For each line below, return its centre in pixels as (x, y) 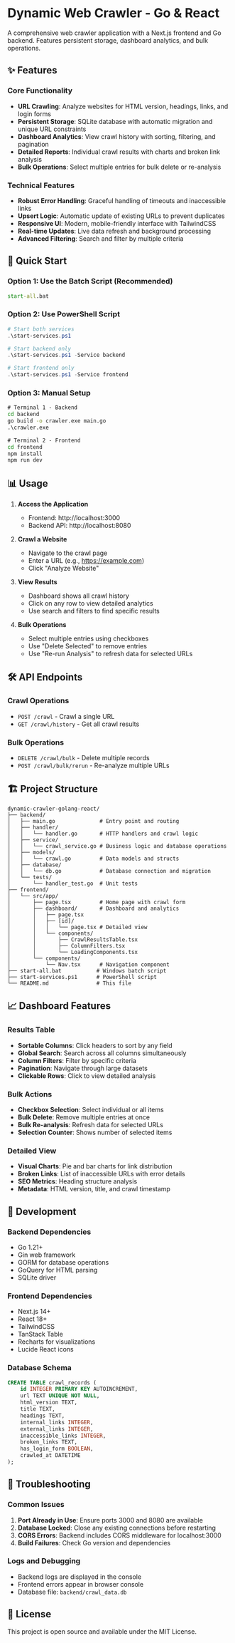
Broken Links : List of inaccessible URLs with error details (102, 1174)
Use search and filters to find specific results (94, 611)
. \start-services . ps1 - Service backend (66, 355)
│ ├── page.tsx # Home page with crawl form (97, 902)
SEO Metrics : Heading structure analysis (77, 1181)
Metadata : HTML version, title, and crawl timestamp (94, 1189)
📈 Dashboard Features (59, 1006)
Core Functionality (40, 90)
